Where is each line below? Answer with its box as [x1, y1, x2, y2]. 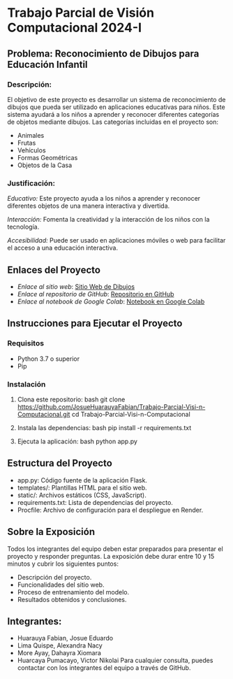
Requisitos [7, 338, 44, 348]
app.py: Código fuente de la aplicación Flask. [17, 476, 148, 484]
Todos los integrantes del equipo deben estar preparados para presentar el [7, 544, 223, 553]
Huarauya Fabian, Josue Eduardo [17, 634, 114, 643]
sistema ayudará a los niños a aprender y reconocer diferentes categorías [7, 110, 220, 118]
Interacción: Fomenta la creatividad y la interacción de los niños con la [7, 215, 210, 224]
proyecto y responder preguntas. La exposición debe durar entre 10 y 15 [7, 552, 215, 560]
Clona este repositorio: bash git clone [17, 395, 126, 403]
